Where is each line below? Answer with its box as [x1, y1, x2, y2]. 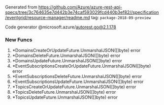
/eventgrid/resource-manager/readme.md [5, 15, 90, 20]
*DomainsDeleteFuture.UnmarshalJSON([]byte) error [12, 52, 121, 58]
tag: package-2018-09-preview [91, 15, 151, 20]
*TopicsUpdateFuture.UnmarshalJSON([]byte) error [12, 94, 118, 100]
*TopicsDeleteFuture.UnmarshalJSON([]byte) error [12, 89, 116, 95]
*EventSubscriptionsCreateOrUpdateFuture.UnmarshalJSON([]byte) [12, 63, 151, 69]
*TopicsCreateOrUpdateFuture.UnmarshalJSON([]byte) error [12, 84, 136, 90]
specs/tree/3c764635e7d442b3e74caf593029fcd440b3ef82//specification [5, 9, 159, 15]
